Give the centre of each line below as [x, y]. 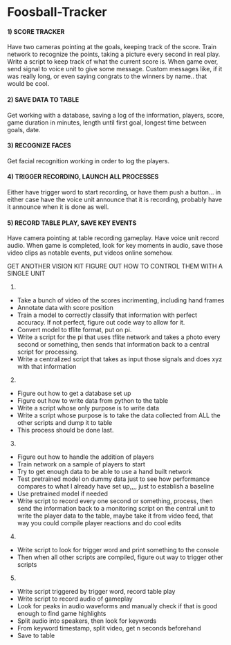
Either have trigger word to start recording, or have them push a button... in [114, 192]
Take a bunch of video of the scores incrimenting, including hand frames [121, 300]
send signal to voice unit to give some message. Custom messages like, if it [115, 69]
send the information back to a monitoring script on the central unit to [116, 509]
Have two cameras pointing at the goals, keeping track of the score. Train [112, 47]
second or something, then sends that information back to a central [113, 345]
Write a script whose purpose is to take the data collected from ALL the [119, 415]
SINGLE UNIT [26, 273]
